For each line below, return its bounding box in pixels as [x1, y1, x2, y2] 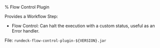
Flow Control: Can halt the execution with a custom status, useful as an [11, 23, 155, 29]
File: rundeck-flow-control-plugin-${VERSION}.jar [4, 37, 106, 43]
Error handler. [11, 28, 40, 33]
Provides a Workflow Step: [4, 14, 58, 19]
